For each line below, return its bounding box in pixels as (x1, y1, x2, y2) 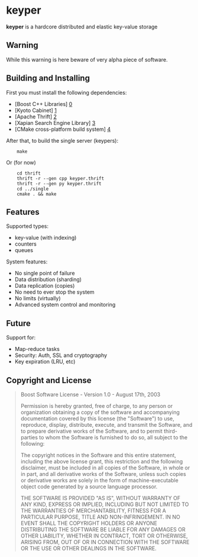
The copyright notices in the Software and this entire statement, (20, 452, 176, 459)
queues (14, 247, 34, 254)
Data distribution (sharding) (14, 276, 82, 283)
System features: (6, 258, 48, 265)
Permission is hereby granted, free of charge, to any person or (20, 403, 173, 409)
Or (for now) (6, 159, 37, 166)
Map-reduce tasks (14, 346, 60, 353)
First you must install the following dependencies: (6, 89, 127, 96)
